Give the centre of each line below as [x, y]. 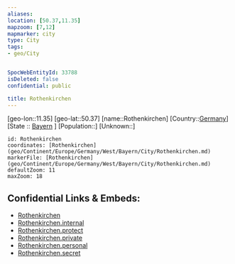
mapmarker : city [31, 34]
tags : [15, 47]
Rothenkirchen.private [50, 238]
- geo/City [23, 54]
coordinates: [27, 145]
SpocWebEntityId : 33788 [43, 72]
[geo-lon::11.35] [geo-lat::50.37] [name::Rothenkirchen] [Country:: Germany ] [118, 119]
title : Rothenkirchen [39, 99]
